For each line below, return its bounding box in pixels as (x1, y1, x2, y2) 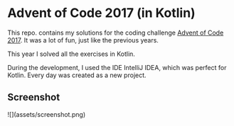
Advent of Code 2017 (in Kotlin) (7, 5, 196, 21)
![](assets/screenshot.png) (7, 110, 86, 118)
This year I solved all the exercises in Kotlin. (7, 50, 135, 58)
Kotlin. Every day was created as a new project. (7, 71, 147, 79)
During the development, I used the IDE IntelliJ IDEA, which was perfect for (7, 63, 227, 71)
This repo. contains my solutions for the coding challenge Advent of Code (7, 28, 224, 37)
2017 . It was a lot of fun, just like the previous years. (7, 35, 159, 44)
